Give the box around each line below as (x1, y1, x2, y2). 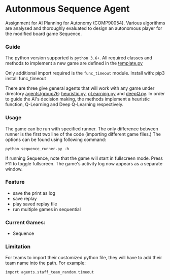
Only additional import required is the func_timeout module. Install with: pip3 (5, 70, 165, 76)
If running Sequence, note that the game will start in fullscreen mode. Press (5, 155, 163, 161)
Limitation (5, 243, 31, 250)
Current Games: (5, 219, 46, 226)
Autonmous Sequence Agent (5, 3, 130, 15)
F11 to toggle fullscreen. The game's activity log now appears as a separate (5, 160, 163, 166)
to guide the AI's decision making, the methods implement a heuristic (5, 96, 150, 102)
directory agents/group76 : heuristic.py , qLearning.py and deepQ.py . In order (5, 91, 165, 97)
